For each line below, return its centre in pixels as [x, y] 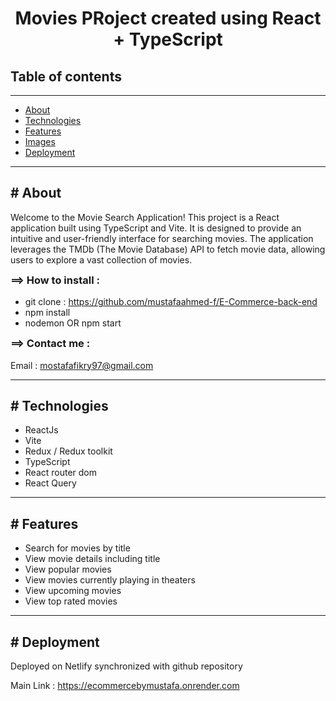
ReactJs [41, 430]
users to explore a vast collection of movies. [101, 259]
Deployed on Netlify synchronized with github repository [126, 666]
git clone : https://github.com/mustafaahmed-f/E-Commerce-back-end [171, 302]
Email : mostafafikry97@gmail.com [82, 365]
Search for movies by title [77, 548]
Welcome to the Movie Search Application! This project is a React [145, 217]
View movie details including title [92, 559]
